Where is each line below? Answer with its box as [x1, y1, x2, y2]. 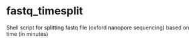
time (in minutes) [6, 30, 48, 37]
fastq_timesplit [6, 4, 84, 18]
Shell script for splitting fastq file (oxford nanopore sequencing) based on [6, 24, 190, 31]
